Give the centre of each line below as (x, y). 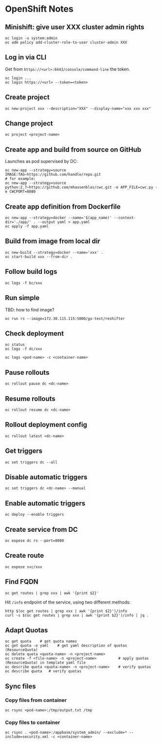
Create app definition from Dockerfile (63, 207)
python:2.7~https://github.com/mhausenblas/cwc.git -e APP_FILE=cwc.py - (81, 187)
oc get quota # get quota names (41, 642)
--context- (125, 218)
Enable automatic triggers (45, 503)
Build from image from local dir (53, 241)
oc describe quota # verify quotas (43, 671)
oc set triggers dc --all (31, 462)
